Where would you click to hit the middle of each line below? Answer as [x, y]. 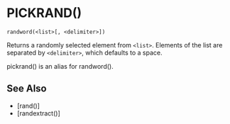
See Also [27, 89]
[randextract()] [39, 113]
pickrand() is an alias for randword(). [60, 66]
